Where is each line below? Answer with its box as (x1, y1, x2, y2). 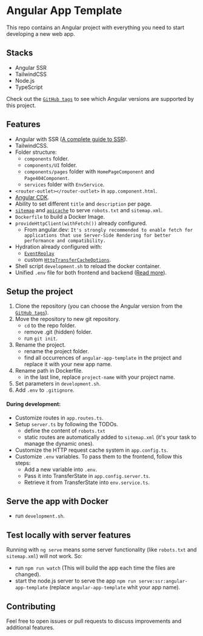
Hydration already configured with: (15, 243, 102, 250)
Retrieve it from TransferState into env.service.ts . (24, 479, 150, 486)
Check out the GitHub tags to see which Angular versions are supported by (6, 95, 194, 102)
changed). (15, 571, 41, 578)
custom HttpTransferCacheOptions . (24, 256, 111, 263)
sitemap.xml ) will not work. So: (6, 553, 83, 560)
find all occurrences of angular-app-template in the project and (24, 354, 182, 362)
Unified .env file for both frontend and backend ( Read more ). (15, 269, 167, 276)
